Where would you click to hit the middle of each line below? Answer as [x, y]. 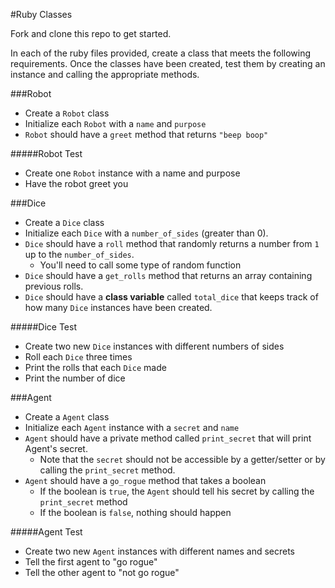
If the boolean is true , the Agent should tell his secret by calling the [177, 491]
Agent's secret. [56, 448]
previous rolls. [54, 286]
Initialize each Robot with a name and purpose [115, 123]
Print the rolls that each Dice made [95, 367]
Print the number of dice [75, 378]
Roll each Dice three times [78, 357]
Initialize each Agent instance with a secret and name [132, 427]
